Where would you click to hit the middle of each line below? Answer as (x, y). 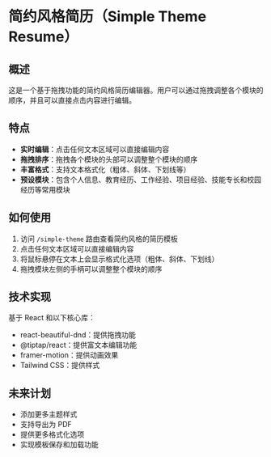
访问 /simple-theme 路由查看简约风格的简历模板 (99, 239)
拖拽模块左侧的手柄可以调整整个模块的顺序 (91, 269)
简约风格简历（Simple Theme (108, 17)
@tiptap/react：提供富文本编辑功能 (78, 345)
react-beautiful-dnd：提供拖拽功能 (78, 335)
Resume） (44, 37)
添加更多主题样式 (49, 414)
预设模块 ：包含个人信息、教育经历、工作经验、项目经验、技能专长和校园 (140, 180)
